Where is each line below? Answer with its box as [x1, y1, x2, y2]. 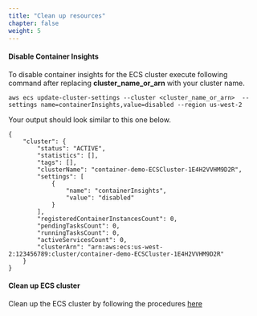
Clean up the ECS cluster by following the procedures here [8, 298, 203, 308]
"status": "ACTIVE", [37, 144, 106, 153]
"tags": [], [37, 158, 78, 166]
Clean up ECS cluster [8, 281, 80, 290]
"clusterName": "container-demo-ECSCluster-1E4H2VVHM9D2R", [37, 166, 243, 174]
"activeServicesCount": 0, [37, 236, 128, 244]
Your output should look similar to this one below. [8, 114, 171, 125]
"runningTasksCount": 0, [37, 228, 120, 237]
